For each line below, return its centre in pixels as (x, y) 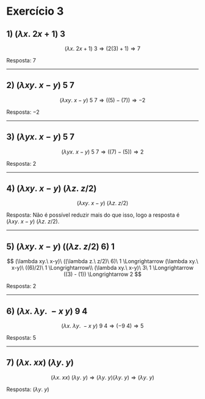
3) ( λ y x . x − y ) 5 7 (41, 137)
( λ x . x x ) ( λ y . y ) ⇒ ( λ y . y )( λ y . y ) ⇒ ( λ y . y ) (103, 377)
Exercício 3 (35, 11)
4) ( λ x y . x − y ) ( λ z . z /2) (52, 189)
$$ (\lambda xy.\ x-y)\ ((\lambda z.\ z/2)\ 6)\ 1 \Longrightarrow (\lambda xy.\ (103, 261)
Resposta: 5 (21, 338)
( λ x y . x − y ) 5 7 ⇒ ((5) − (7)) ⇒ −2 (103, 100)
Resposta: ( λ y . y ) (28, 389)
